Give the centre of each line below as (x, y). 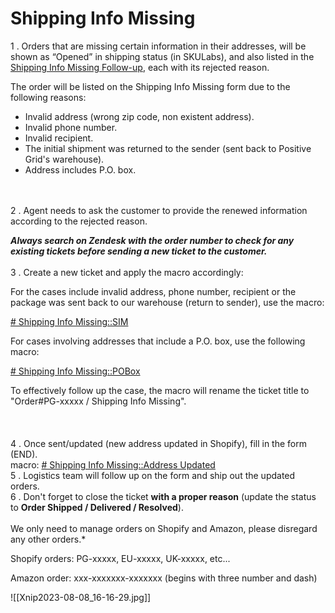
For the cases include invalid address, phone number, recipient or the (153, 291)
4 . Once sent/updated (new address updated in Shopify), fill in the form (158, 443)
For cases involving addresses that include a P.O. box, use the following (158, 341)
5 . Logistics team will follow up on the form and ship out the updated (153, 475)
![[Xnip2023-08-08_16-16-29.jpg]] (81, 597)
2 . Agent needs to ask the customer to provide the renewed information (159, 210)
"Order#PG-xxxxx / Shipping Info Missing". (98, 401)
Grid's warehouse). (64, 159)
